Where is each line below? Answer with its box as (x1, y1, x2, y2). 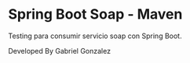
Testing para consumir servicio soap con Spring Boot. (8, 31, 182, 40)
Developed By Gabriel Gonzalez (8, 46, 111, 55)
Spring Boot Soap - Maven (8, 5, 183, 23)
